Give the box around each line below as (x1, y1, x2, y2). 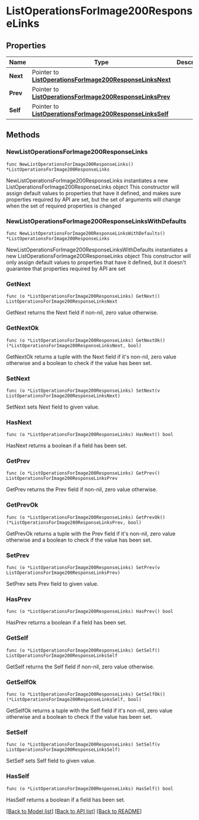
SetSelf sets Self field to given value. (6, 757, 96, 765)
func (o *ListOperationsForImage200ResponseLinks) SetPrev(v (6, 565, 161, 571)
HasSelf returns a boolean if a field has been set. (6, 796, 126, 803)
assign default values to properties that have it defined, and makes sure (6, 189, 181, 197)
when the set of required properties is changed (6, 202, 121, 209)
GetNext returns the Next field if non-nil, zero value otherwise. (6, 309, 159, 316)
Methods (6, 130, 40, 140)
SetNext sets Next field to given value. (6, 403, 99, 410)
